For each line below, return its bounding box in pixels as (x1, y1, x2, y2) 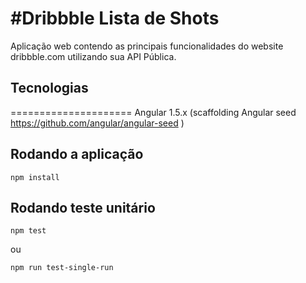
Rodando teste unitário (10, 199, 156, 216)
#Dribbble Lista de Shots (10, 7, 220, 30)
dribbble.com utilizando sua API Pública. (10, 50, 177, 62)
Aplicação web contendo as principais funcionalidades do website (10, 40, 284, 52)
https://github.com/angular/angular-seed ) (10, 117, 185, 129)
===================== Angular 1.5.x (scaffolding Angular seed (10, 106, 297, 118)
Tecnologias (10, 80, 89, 97)
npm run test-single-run (10, 263, 114, 273)
